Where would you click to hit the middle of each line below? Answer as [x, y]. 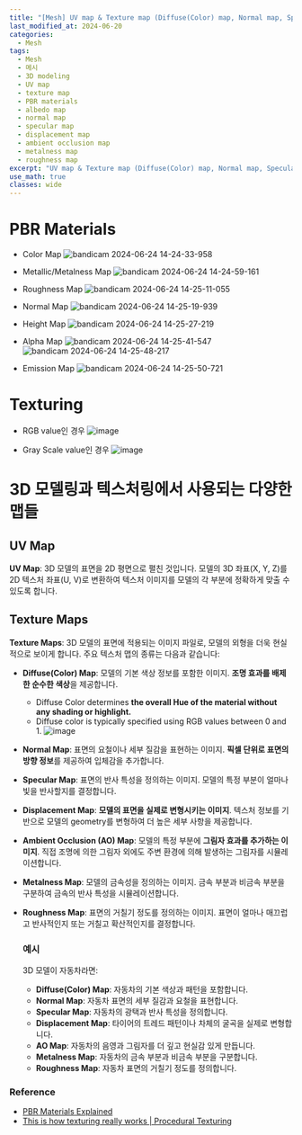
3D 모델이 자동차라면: [60, 970]
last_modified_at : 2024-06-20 [66, 26]
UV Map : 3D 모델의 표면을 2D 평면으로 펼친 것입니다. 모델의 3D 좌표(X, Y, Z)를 [148, 568]
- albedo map [42, 110]
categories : [31, 34]
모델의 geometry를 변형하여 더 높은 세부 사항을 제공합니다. [149, 821]
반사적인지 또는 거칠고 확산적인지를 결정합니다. [114, 924]
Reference [32, 1092]
